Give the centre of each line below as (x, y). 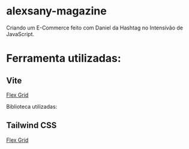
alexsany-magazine (56, 11)
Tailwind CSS (31, 125)
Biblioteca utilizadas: (32, 106)
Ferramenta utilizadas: (64, 59)
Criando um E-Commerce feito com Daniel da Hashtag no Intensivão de (95, 28)
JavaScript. (20, 34)
